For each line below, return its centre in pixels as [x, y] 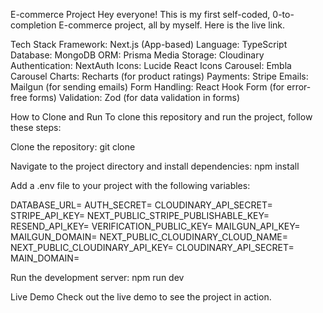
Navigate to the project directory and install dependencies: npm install [155, 166]
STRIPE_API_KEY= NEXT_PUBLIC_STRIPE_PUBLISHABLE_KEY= [140, 215]
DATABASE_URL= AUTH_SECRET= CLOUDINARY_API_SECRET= [141, 205]
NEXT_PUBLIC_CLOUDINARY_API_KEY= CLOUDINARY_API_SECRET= [152, 247]
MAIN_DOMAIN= [45, 258]
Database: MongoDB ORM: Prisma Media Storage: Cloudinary [137, 55]
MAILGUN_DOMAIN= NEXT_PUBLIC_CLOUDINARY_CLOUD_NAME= [149, 237]
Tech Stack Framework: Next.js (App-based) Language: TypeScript [149, 44]
